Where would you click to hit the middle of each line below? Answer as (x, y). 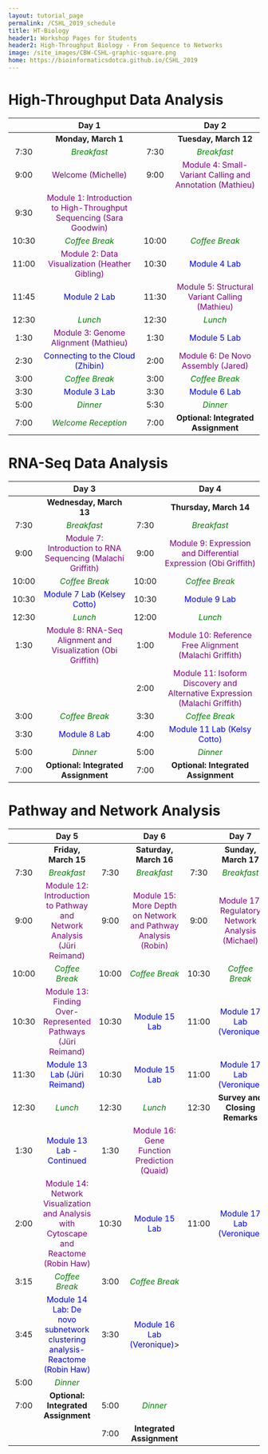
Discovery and (210, 683)
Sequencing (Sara (89, 218)
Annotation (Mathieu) (215, 185)
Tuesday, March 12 (215, 138)
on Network (155, 915)
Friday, (67, 849)
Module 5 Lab (215, 338)
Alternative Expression (210, 693)
